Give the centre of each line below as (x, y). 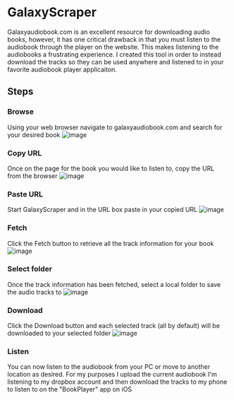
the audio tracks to (35, 292)
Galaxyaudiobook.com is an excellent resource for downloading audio (109, 32)
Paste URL (25, 194)
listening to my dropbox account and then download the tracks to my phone (117, 382)
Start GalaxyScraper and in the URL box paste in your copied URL (103, 210)
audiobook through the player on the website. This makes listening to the (113, 47)
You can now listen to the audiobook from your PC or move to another (109, 367)
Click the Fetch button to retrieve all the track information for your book (111, 243)
